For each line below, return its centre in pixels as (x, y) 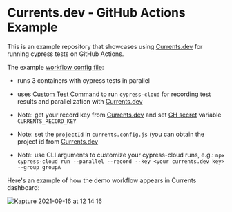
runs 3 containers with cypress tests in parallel (84, 80)
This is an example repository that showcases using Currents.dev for (105, 46)
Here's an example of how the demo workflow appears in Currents (102, 180)
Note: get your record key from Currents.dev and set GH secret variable (119, 115)
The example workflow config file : (56, 67)
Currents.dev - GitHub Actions (97, 13)
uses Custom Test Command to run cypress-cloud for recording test (114, 94)
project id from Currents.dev (58, 141)
